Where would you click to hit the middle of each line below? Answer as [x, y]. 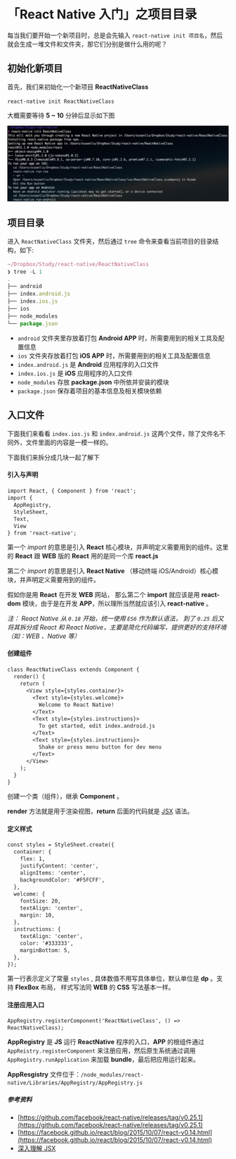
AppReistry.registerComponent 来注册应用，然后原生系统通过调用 [101, 1051]
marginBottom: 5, [45, 951]
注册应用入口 [26, 1005]
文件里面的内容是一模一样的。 [69, 442]
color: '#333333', [47, 944]
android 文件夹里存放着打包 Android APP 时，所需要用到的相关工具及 [118, 338]
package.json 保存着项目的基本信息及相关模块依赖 [90, 391]
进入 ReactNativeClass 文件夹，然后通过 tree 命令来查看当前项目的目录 [110, 241]
